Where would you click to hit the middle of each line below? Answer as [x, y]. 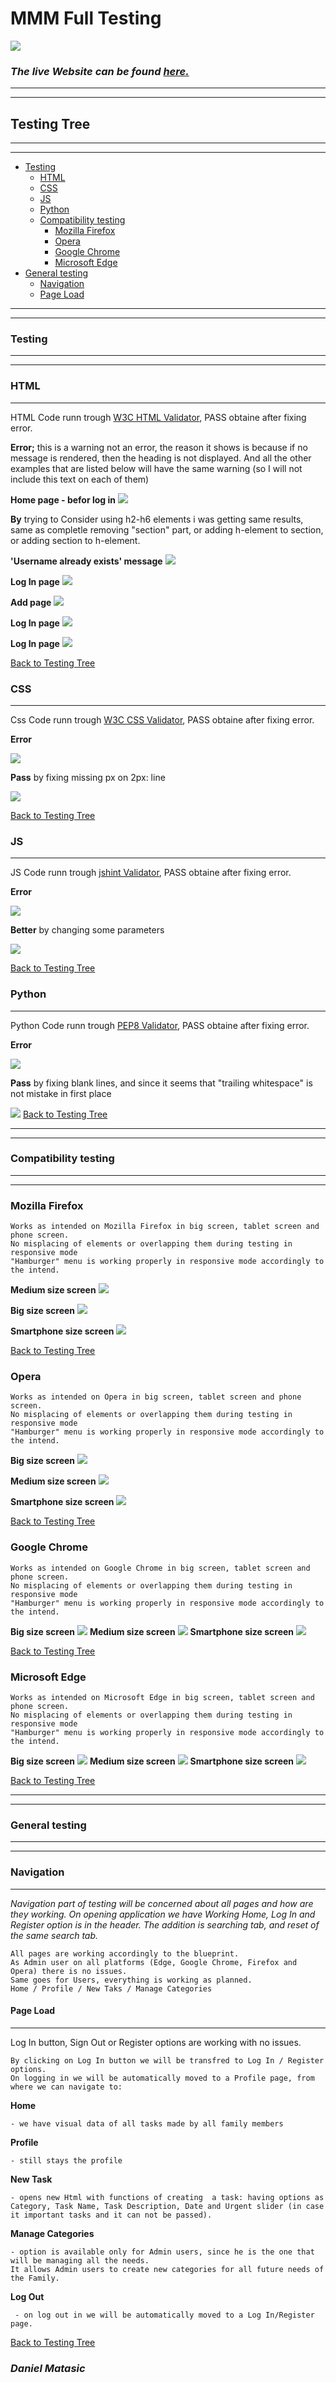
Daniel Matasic [48, 2368]
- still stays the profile [66, 2160]
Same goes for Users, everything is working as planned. [131, 1980]
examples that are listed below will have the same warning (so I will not [156, 468]
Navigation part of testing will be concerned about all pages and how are [162, 1903]
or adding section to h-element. [75, 540]
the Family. [35, 2278]
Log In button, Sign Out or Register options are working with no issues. [156, 2042]
